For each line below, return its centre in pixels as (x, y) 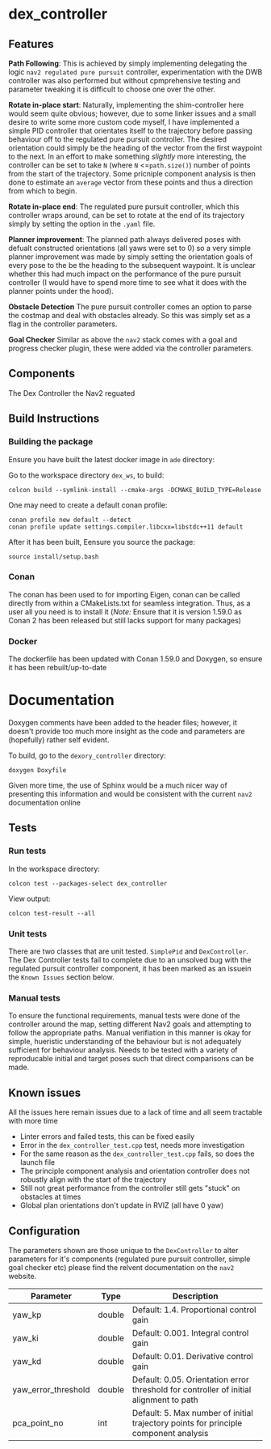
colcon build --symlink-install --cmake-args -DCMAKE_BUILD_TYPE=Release (135, 490)
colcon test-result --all (52, 913)
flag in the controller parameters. (63, 324)
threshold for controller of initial (192, 1389)
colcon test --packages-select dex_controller (88, 883)
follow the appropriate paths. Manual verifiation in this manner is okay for (130, 1033)
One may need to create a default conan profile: (88, 505)
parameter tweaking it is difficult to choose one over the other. (112, 89)
